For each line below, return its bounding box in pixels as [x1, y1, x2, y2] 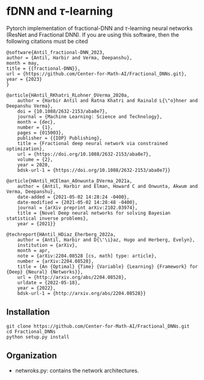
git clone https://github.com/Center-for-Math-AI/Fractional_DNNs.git [6, 323, 190, 329]
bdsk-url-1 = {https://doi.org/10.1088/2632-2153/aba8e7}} [17, 167, 171, 173]
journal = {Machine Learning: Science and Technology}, [17, 113, 163, 120]
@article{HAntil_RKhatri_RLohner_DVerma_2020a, [6, 92, 130, 99]
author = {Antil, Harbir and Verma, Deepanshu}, [6, 54, 133, 61]
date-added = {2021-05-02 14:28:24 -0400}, [17, 194, 130, 200]
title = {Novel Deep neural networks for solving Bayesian [17, 210, 171, 216]
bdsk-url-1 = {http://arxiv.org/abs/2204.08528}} [17, 290, 147, 296]
